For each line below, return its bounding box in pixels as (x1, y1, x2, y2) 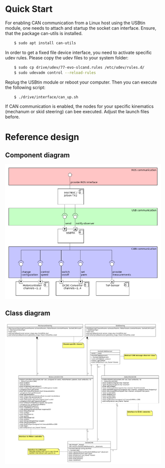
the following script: (5, 84, 46, 90)
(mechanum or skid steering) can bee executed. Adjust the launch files (5, 109, 149, 115)
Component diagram (5, 151, 70, 159)
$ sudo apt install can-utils (14, 41, 77, 46)
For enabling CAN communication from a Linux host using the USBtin (5, 20, 146, 26)
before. (5, 114, 20, 120)
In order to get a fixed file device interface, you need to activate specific (5, 49, 152, 55)
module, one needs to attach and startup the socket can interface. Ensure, (5, 25, 157, 31)
